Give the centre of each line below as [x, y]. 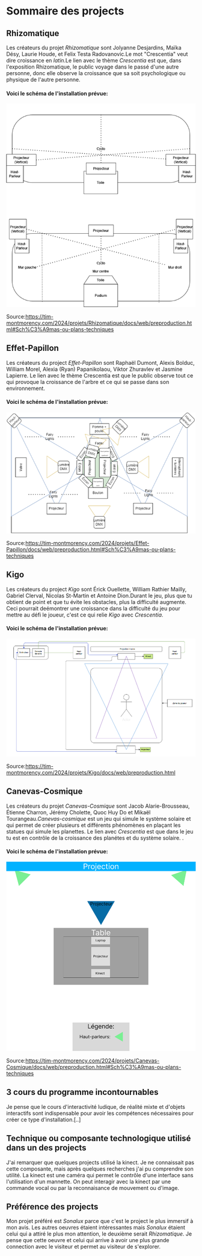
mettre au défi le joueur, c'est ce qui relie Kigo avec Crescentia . [85, 615]
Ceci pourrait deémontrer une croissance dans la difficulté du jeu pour [93, 608]
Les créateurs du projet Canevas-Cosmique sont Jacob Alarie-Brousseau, [98, 806]
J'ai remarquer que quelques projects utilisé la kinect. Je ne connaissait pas [100, 1162]
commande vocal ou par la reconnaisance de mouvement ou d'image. [93, 1187]
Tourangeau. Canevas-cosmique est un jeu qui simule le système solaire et [99, 819]
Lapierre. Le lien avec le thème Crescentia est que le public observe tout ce [100, 375]
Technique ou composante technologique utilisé [99, 1139]
